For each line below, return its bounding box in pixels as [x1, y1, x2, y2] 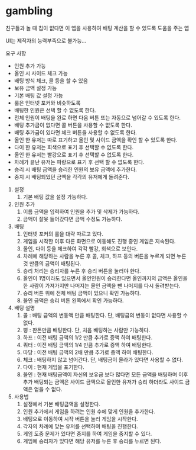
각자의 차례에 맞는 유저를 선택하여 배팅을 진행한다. [22, 422, 138, 430]
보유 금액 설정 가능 [14, 84, 57, 91]
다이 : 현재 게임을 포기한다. [22, 363, 85, 371]
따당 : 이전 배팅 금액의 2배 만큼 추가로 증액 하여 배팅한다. [22, 348, 153, 356]
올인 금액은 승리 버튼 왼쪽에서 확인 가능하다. [22, 297, 124, 304]
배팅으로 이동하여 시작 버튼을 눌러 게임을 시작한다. [22, 415, 138, 422]
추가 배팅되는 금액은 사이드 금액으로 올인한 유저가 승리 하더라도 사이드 [22, 378, 184, 385]
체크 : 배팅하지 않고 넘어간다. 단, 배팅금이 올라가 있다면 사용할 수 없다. [22, 356, 184, 363]
